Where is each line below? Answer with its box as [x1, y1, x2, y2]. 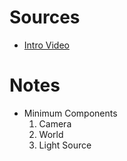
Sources [9, 6, 81, 29]
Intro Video [23, 39, 70, 51]
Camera [38, 117, 72, 130]
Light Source [38, 139, 92, 151]
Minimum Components [23, 107, 118, 119]
